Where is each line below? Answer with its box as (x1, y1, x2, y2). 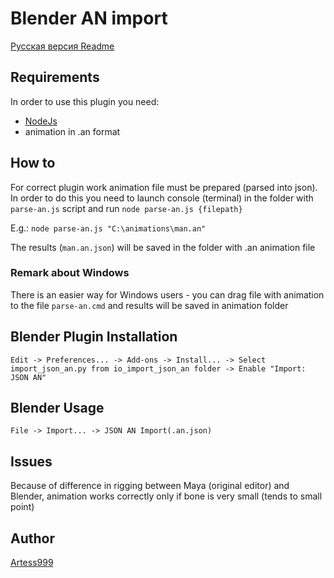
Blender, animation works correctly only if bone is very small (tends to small (10, 490, 323, 502)
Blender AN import (10, 7, 168, 30)
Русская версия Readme (10, 40, 115, 52)
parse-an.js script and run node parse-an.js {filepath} (10, 202, 243, 214)
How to (10, 155, 56, 172)
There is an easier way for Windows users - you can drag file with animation (10, 288, 325, 301)
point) (10, 501, 35, 513)
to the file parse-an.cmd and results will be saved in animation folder (10, 299, 289, 311)
